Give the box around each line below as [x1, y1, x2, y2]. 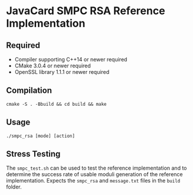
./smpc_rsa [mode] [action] [6, 133, 76, 139]
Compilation [6, 86, 52, 96]
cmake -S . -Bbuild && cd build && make [6, 101, 107, 107]
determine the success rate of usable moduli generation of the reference [6, 171, 183, 178]
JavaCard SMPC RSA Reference [6, 4, 165, 18]
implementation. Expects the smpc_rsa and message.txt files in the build [6, 177, 181, 184]
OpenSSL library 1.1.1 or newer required [14, 69, 110, 75]
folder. [6, 183, 22, 190]
